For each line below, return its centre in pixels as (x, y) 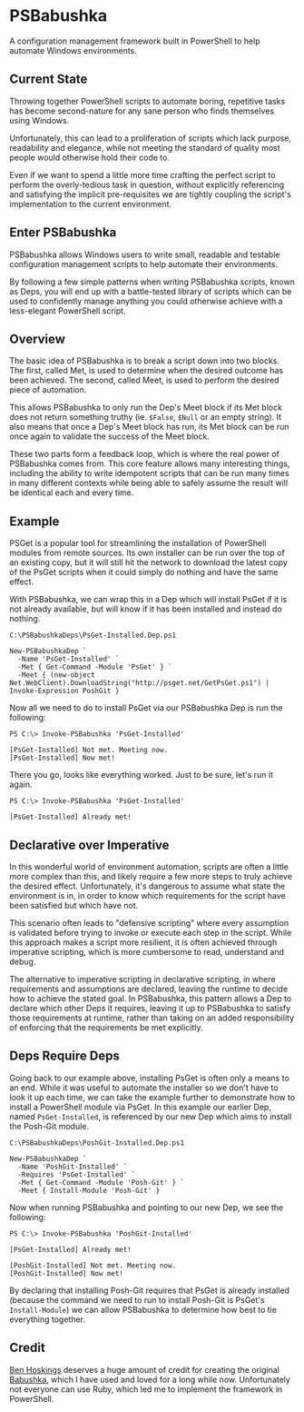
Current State (49, 80)
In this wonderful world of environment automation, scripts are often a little (149, 867)
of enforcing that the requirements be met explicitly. (106, 1027)
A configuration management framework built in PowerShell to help (135, 41)
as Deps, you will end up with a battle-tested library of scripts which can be (151, 291)
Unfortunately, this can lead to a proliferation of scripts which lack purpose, (151, 138)
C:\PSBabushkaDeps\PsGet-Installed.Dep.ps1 (93, 636)
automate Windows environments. (74, 50)
